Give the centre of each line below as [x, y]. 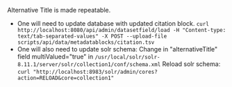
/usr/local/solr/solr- [128, 57]
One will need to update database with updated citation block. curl [113, 23]
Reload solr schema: [191, 64]
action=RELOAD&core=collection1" [66, 78]
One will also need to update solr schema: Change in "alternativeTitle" [117, 49]
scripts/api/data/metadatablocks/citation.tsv [86, 42]
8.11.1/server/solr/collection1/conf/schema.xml [89, 65]
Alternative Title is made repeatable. [59, 10]
